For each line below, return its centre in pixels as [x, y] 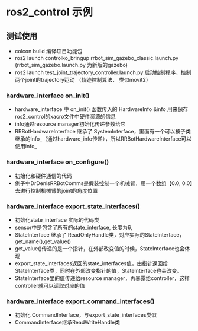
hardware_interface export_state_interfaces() [73, 206]
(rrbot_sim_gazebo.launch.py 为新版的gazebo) [71, 65]
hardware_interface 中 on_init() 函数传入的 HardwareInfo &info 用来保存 [101, 109]
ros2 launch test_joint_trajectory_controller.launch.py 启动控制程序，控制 [103, 72]
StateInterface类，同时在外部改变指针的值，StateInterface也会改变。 [98, 270]
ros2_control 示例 [49, 12]
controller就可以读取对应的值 [50, 285]
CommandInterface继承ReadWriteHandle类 [67, 322]
